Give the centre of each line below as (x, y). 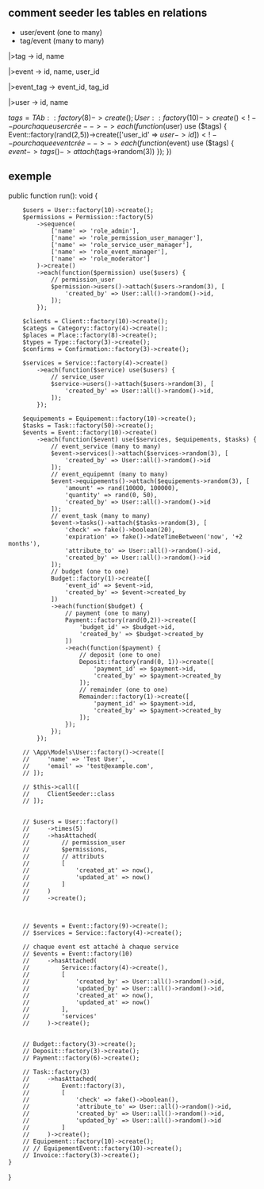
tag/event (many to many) (62, 41)
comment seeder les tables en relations (108, 13)
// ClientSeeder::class (69, 793)
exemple (30, 177)
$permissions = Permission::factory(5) (88, 217)
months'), (25, 543)
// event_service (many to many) (105, 446)
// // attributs (63, 856)
